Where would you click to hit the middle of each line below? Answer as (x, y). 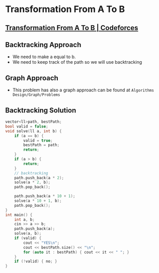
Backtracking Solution (41, 110)
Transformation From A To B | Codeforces (72, 28)
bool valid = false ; (27, 126)
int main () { (19, 215)
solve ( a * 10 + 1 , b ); (38, 201)
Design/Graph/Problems (36, 95)
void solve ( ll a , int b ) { (33, 131)
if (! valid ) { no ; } (36, 261)
